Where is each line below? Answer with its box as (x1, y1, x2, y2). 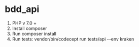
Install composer (12, 25, 47, 31)
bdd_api (5, 3, 40, 15)
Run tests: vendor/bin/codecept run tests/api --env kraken (12, 36, 134, 42)
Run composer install (12, 30, 57, 36)
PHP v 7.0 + (12, 20, 37, 26)
